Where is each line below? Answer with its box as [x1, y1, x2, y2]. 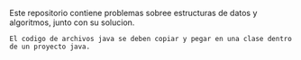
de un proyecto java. [9, 42, 91, 51]
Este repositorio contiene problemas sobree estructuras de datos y [9, 8, 258, 18]
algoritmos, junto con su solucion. [9, 17, 135, 28]
